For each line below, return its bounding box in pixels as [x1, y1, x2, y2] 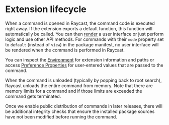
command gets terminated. [5, 93, 61, 99]
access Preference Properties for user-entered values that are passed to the [5, 62, 163, 68]
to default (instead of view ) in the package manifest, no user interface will [5, 41, 159, 47]
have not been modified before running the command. [5, 113, 117, 119]
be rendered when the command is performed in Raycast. [5, 47, 125, 53]
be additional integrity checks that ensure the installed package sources [5, 108, 155, 114]
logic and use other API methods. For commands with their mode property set [5, 36, 164, 42]
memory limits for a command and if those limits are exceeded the [5, 88, 142, 94]
